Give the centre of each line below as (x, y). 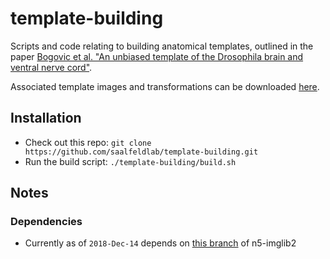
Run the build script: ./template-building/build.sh (130, 161)
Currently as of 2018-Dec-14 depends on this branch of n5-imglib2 (160, 243)
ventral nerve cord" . (51, 67)
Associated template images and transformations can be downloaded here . (165, 86)
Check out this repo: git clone (88, 142)
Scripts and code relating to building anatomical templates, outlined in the (162, 46)
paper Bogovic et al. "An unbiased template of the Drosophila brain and (157, 56)
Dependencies (46, 222)
